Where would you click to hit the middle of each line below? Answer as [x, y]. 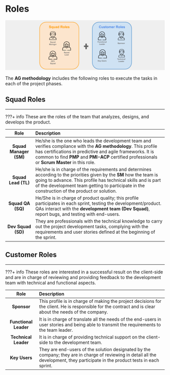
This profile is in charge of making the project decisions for [100, 301]
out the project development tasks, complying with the [92, 227]
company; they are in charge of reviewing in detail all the [98, 355]
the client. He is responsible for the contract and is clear [97, 307]
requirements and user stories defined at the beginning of [95, 232]
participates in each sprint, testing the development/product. [98, 203]
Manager [19, 151]
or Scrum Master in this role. [65, 162]
